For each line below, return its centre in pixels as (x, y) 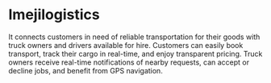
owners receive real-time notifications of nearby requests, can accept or (129, 62)
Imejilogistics (54, 15)
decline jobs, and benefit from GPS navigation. (85, 70)
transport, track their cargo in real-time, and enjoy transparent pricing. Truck (135, 53)
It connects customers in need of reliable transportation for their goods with (134, 37)
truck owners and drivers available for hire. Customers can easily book (126, 45)
